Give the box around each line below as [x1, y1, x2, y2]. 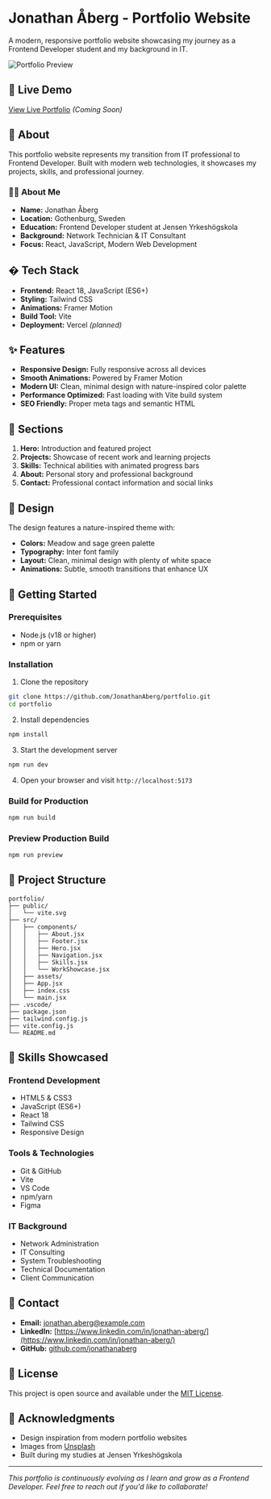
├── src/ [8, 916, 38, 924]
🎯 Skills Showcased [8, 1050, 109, 1065]
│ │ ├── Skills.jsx [8, 958, 89, 967]
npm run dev [8, 760, 48, 769]
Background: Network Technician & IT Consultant [19, 231, 186, 240]
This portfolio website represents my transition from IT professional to [8, 149, 240, 159]
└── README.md [8, 1029, 56, 1037]
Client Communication [19, 1273, 94, 1283]
